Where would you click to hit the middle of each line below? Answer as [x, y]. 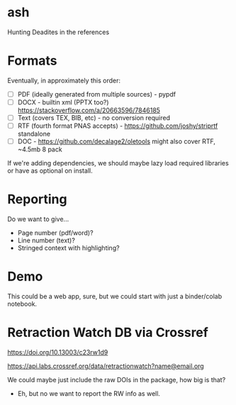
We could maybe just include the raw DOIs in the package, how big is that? [117, 380]
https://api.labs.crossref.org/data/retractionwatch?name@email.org [106, 366]
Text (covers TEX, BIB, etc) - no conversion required [94, 118]
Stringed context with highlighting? [68, 248]
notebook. [22, 304]
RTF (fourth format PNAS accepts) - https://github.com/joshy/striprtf [118, 126]
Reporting [37, 199]
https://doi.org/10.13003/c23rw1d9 [58, 352]
